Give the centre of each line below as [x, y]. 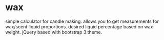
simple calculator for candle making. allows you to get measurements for [82, 21]
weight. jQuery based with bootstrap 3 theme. [54, 32]
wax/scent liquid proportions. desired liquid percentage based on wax [79, 26]
